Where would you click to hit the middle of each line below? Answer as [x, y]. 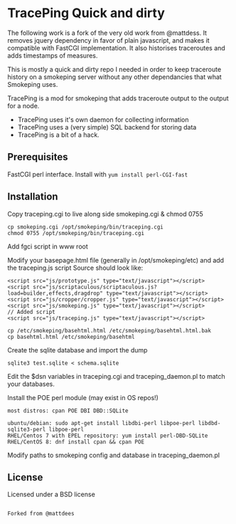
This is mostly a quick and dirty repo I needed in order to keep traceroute [114, 69]
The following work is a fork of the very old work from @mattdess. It [107, 33]
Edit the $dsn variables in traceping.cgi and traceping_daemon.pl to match [116, 376]
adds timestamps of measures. [53, 56]
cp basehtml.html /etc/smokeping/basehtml [71, 337]
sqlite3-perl [27, 429]
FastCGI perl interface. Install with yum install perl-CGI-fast [98, 174]
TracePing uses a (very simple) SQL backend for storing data [107, 127]
